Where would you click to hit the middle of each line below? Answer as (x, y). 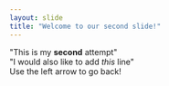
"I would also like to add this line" (72, 62)
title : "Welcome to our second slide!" (85, 26)
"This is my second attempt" (63, 52)
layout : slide (37, 18)
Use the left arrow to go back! (65, 71)
